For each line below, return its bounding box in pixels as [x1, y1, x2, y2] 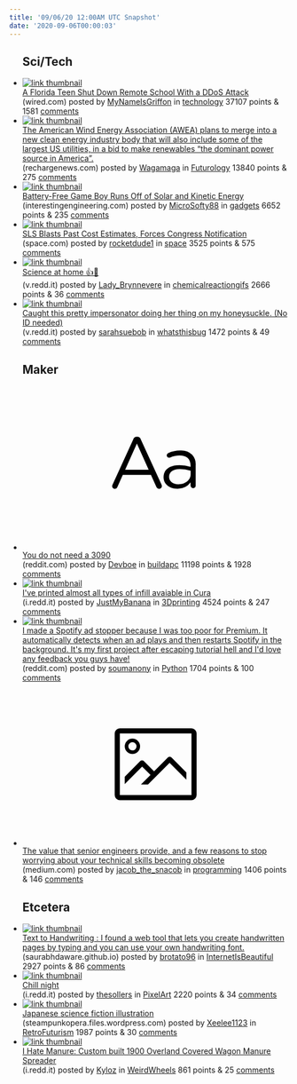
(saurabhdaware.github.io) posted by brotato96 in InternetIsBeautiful [21, 951, 274, 961]
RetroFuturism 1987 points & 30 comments [21, 1026, 177, 1037]
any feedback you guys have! [21, 653, 130, 664]
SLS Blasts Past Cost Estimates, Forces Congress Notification [21, 228, 247, 240]
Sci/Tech [21, 54, 74, 69]
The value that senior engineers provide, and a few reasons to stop [21, 845, 268, 857]
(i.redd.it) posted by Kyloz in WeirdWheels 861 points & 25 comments [21, 1064, 275, 1075]
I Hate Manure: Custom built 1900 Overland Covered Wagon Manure [21, 1045, 271, 1056]
